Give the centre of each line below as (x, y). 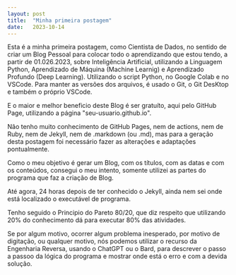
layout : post (26, 14)
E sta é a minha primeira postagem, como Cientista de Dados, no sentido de (117, 47)
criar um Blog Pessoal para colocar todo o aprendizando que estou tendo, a (118, 54)
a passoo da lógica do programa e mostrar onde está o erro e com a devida (117, 256)
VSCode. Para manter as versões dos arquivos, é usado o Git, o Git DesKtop (118, 85)
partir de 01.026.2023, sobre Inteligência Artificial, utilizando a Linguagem (115, 62)
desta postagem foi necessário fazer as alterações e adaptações (102, 142)
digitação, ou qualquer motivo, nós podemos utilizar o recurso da (102, 241)
